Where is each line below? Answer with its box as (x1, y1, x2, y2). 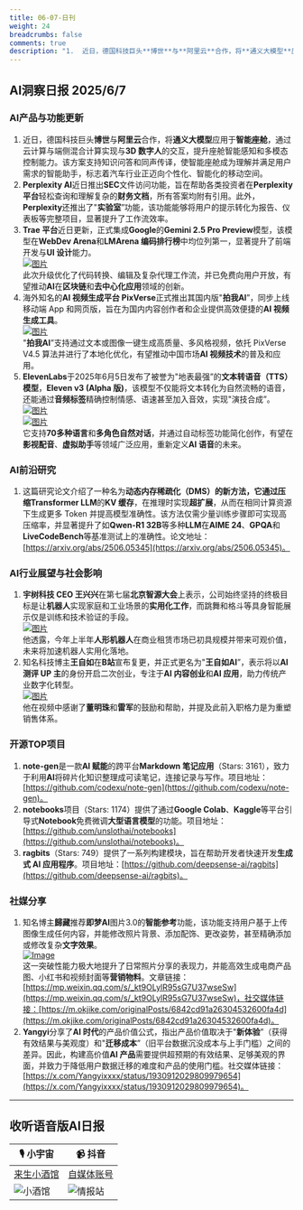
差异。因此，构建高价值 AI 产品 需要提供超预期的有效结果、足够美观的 (22, 1049, 278, 1059)
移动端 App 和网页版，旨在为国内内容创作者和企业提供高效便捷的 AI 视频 (22, 303, 290, 314)
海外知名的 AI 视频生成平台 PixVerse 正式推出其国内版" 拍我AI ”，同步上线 (22, 292, 290, 302)
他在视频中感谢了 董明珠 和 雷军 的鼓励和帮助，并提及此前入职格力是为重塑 (22, 702, 291, 713)
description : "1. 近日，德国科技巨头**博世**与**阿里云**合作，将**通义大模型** (9, 47, 292, 56)
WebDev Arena (38, 236, 96, 247)
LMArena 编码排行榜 (103, 236, 180, 247)
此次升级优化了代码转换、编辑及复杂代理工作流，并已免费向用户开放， (22, 269, 284, 280)
